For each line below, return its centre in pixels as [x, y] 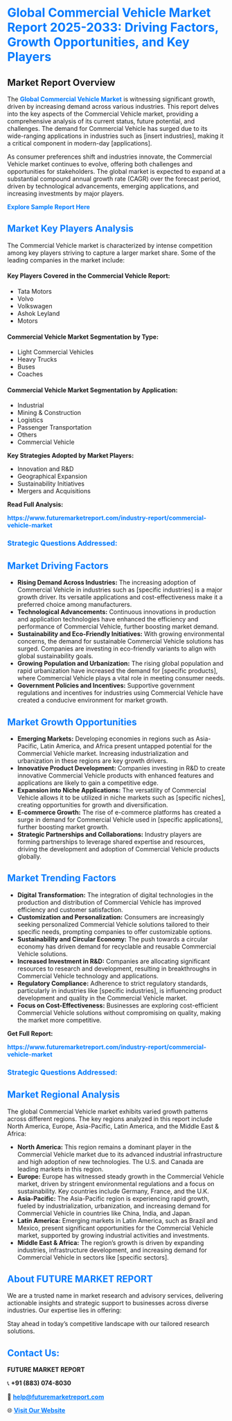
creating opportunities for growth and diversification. [92, 804]
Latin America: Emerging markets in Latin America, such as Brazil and [117, 1220]
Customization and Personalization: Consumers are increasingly [110, 917]
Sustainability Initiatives [51, 484]
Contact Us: [34, 1353]
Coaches [30, 374]
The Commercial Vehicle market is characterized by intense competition [110, 245]
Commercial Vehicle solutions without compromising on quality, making [119, 1012]
